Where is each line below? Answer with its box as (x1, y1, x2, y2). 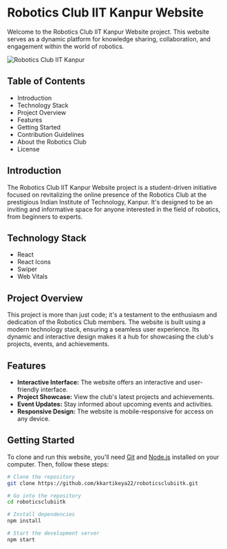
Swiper (17, 265, 38, 273)
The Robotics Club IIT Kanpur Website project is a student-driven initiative (7, 183, 217, 191)
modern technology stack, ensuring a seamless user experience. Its (7, 325, 199, 334)
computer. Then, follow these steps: (7, 460, 109, 469)
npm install (7, 517, 41, 524)
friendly (17, 385, 40, 394)
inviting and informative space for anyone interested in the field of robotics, (7, 205, 221, 213)
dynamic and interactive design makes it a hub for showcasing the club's (7, 332, 214, 341)
